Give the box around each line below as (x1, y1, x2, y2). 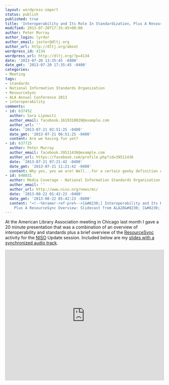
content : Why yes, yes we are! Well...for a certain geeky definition (9, 168, 158, 173)
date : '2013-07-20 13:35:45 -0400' (5, 58, 79, 63)
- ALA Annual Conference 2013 (5, 95, 68, 100)
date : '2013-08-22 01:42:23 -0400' (9, 191, 83, 196)
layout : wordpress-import (5, 7, 58, 12)
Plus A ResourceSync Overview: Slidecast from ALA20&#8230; (14, 205, 140, 211)
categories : (5, 67, 30, 72)
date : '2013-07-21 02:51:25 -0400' (9, 127, 83, 132)
